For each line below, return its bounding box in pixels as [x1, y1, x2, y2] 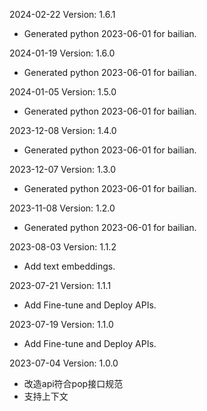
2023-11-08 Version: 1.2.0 [9, 202, 116, 214]
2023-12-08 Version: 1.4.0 [9, 125, 117, 136]
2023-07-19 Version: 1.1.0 [9, 319, 114, 330]
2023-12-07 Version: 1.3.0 [9, 164, 117, 175]
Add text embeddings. [23, 260, 116, 272]
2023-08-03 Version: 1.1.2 [9, 241, 117, 253]
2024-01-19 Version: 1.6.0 [9, 47, 116, 59]
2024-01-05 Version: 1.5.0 [9, 86, 117, 98]
